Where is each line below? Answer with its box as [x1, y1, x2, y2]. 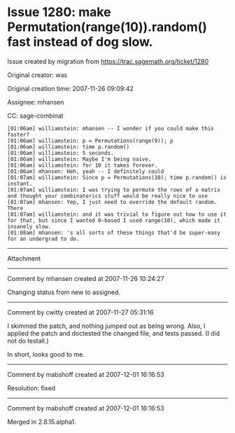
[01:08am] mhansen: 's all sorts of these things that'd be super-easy [7, 229, 220, 236]
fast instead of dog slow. [7, 34, 153, 50]
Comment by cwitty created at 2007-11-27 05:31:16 [7, 308, 154, 316]
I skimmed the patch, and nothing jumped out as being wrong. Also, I [7, 322, 206, 330]
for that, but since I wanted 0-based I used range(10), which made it [7, 216, 220, 224]
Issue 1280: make [7, 4, 111, 20]
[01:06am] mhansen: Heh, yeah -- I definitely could [7, 167, 164, 175]
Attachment [7, 254, 41, 263]
